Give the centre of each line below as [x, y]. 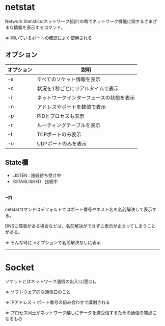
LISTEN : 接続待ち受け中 [37, 175]
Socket [20, 267]
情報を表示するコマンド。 [39, 27]
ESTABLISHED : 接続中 [35, 181]
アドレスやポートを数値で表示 [72, 107]
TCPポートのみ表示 [59, 134]
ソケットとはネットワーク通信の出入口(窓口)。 [52, 281]
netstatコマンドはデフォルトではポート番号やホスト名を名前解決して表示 [79, 209]
